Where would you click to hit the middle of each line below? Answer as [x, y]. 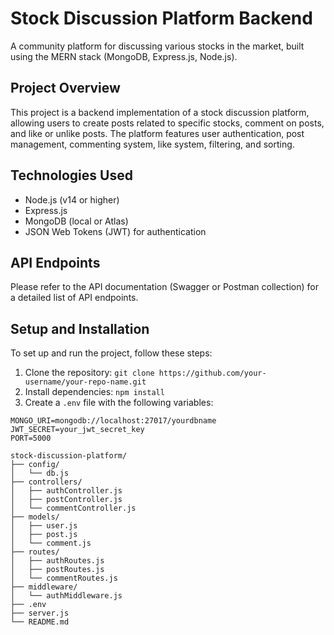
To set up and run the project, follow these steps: [111, 353]
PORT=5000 [31, 438]
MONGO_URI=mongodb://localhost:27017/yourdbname [113, 421]
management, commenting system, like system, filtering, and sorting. [152, 144]
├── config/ [35, 465]
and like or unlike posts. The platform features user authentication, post [157, 133]
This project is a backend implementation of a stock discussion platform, [160, 112]
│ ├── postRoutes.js [57, 570]
